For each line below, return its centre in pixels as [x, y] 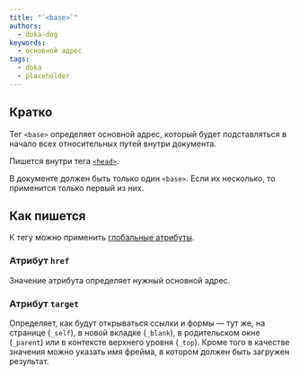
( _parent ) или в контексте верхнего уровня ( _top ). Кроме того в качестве [149, 342]
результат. [29, 361]
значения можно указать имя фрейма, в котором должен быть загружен [149, 352]
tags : [19, 59]
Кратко [31, 113]
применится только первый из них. [77, 187]
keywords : [28, 43]
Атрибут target [44, 303]
